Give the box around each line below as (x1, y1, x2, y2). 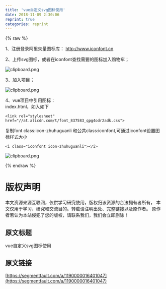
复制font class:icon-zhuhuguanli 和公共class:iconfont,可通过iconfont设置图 (5, 128, 160, 134)
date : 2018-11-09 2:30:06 (5, 12, 59, 17)
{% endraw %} (5, 162, 36, 169)
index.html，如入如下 (5, 104, 49, 110)
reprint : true (5, 17, 35, 22)
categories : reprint (5, 21, 49, 27)
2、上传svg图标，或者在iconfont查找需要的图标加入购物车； (5, 56, 130, 63)
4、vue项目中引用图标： (5, 97, 56, 103)
